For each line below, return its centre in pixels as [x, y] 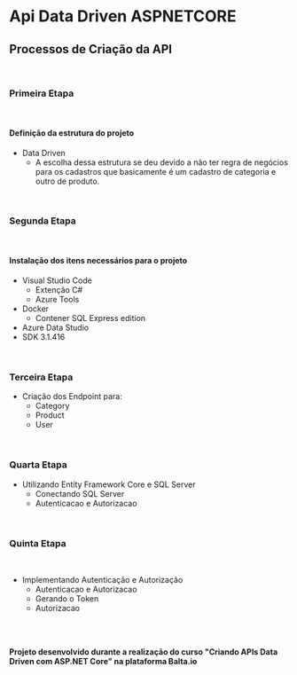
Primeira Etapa [42, 93]
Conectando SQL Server [80, 493]
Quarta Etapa [39, 465]
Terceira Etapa [41, 377]
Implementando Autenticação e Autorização [102, 579]
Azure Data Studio [55, 327]
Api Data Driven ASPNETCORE [123, 16]
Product [50, 415]
